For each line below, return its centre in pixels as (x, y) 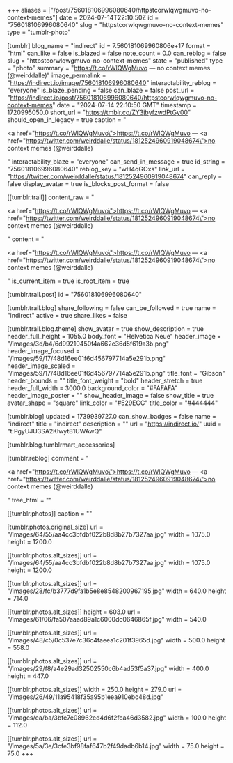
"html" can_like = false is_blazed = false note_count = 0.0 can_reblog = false (117, 53)
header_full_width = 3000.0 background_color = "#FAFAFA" (93, 388)
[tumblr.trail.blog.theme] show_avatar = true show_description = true (105, 329)
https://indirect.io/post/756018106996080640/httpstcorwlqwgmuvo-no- (114, 98)
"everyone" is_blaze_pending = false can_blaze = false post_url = (101, 90)
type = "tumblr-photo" (39, 32)
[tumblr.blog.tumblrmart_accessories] (61, 445)
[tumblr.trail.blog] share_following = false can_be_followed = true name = (112, 308)
